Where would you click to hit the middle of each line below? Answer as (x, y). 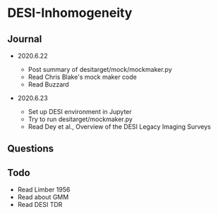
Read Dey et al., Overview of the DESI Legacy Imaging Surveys (120, 127)
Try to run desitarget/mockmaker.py (80, 119)
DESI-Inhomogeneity (70, 13)
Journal (25, 39)
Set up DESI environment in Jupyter (80, 112)
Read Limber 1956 (44, 190)
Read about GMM (43, 197)
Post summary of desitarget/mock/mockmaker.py (100, 69)
